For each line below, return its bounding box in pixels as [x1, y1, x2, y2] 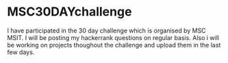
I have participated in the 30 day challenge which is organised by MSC [7, 26, 207, 35]
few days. [7, 48, 35, 56]
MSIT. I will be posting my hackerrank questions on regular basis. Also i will [7, 33, 219, 41]
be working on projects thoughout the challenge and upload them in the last [7, 41, 221, 49]
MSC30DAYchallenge [7, 4, 132, 20]
